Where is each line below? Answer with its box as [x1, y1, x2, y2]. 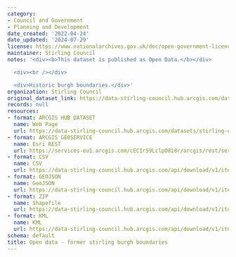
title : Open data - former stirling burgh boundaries [7, 239, 169, 246]
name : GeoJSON [13, 180, 55, 187]
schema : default [7, 232, 55, 239]
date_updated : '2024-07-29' [7, 37, 90, 44]
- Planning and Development [7, 23, 90, 30]
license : [7, 43, 33, 50]
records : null [7, 101, 49, 108]
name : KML [13, 219, 42, 226]
